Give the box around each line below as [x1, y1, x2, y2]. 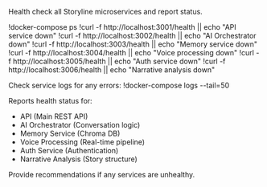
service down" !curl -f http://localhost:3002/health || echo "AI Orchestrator [8, 31, 257, 40]
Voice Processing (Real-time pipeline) [19, 137, 146, 147]
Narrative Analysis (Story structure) [19, 154, 138, 164]
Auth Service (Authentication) [19, 146, 119, 155]
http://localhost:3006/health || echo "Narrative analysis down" [8, 65, 216, 75]
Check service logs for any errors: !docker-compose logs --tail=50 [8, 80, 230, 90]
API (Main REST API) [19, 112, 88, 121]
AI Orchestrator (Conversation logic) [19, 120, 141, 129]
